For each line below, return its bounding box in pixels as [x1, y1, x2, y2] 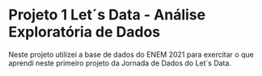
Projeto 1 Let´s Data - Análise [8, 6, 206, 24]
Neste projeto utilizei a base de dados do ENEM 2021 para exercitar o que [8, 49, 255, 59]
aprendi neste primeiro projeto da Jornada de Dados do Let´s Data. [8, 58, 232, 68]
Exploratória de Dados [8, 23, 161, 41]
